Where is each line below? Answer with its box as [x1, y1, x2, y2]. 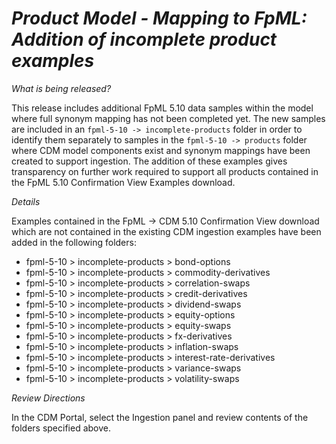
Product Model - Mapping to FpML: [11, 7, 308, 30]
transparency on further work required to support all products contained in [11, 165, 319, 177]
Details [11, 195, 41, 207]
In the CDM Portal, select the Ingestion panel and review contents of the [11, 411, 309, 423]
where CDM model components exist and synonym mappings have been [11, 144, 311, 156]
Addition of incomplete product [11, 28, 278, 51]
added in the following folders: [11, 236, 137, 248]
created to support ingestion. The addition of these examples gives [11, 155, 288, 167]
